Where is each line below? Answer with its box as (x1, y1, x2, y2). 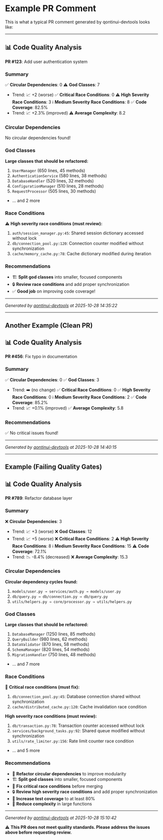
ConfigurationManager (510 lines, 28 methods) (12, 183, 104, 189)
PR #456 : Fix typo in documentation (5, 354, 78, 360)
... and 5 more (12, 748, 40, 754)
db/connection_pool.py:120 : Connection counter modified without (12, 240, 144, 246)
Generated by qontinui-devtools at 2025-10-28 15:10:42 (5, 815, 117, 821)
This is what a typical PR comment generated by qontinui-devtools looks (5, 19, 150, 25)
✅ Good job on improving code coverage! (12, 288, 96, 294)
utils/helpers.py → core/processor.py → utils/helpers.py (12, 599, 132, 604)
